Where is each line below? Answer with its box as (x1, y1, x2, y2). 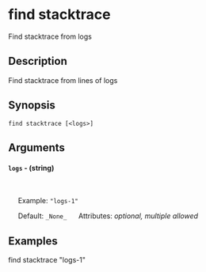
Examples (8, 234, 58, 247)
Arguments (8, 141, 66, 154)
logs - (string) (8, 163, 55, 172)
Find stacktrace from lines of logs (8, 75, 118, 85)
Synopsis (8, 99, 55, 112)
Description (8, 55, 67, 68)
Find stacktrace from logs (8, 32, 93, 41)
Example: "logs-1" (17, 196, 79, 206)
